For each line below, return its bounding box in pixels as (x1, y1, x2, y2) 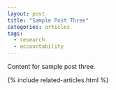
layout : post (7, 10, 45, 18)
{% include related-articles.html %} (7, 76, 110, 84)
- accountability (13, 43, 64, 50)
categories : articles (7, 23, 71, 30)
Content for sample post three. (7, 63, 96, 70)
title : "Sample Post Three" (7, 17, 89, 24)
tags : (7, 30, 23, 37)
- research (13, 37, 45, 44)
